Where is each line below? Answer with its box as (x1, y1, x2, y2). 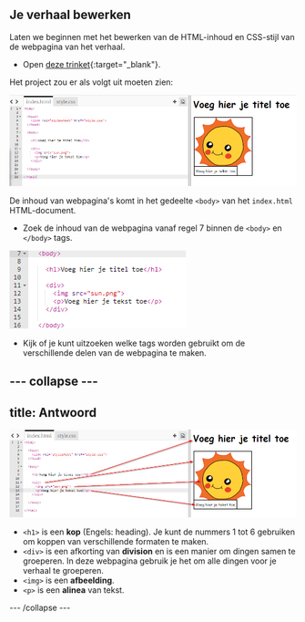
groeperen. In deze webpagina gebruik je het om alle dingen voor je (22, 555, 277, 566)
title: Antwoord (9, 405, 97, 420)
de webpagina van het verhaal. (9, 41, 126, 52)
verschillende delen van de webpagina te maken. (22, 347, 207, 358)
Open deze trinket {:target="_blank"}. (22, 58, 161, 69)
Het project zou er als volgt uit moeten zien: (9, 77, 174, 88)
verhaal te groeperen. (22, 565, 105, 576)
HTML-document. (9, 204, 76, 215)
